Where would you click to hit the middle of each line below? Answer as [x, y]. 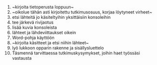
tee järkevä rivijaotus [33, 22]
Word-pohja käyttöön [33, 38]
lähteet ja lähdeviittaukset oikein [44, 32]
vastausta [22, 58]
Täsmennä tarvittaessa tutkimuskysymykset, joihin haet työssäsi [76, 53]
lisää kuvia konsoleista [34, 27]
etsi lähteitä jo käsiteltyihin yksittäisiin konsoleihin [61, 17]
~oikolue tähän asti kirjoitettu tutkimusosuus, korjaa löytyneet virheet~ [82, 12]
